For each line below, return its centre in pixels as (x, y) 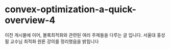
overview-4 (30, 20)
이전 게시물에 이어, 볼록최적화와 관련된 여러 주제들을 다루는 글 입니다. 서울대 (80, 35)
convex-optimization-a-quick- (70, 9)
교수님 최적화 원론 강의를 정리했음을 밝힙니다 (54, 41)
